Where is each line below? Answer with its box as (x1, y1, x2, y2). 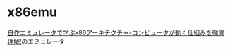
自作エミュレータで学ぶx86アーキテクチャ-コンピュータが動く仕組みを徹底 (7, 28, 225, 37)
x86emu (7, 4, 58, 20)
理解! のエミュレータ (7, 37, 65, 46)
